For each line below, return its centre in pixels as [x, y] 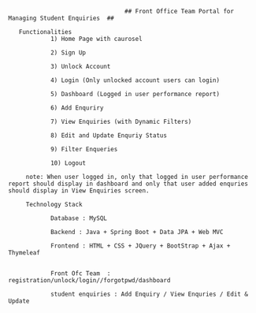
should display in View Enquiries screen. [79, 191]
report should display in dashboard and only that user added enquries [128, 184]
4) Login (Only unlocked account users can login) [135, 80]
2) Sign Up [68, 53]
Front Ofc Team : [80, 274]
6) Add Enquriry [77, 108]
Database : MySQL [79, 218]
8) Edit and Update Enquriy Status [109, 136]
